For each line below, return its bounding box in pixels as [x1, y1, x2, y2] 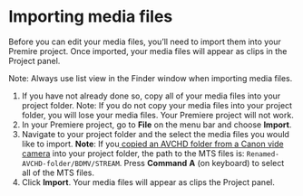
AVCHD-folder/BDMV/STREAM [21, 159, 120, 168]
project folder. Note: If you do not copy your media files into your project [21, 99, 292, 110]
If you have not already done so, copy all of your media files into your [21, 90, 281, 101]
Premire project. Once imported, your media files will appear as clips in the [8, 45, 288, 56]
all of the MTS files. [21, 167, 94, 178]
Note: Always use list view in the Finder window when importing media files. [8, 72, 293, 83]
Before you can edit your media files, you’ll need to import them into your [8, 36, 282, 47]
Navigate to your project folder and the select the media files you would [21, 128, 289, 139]
